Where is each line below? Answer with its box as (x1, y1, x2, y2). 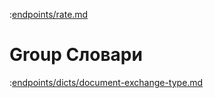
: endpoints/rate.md (9, 9, 89, 20)
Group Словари (9, 44, 143, 66)
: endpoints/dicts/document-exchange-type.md (9, 76, 204, 88)
